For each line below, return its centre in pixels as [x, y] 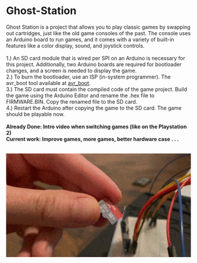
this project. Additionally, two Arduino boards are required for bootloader [94, 64]
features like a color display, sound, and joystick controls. [75, 46]
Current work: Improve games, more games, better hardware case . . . [92, 139]
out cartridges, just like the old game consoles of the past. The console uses [98, 33]
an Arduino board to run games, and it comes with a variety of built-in [90, 39]
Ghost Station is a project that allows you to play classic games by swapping [98, 27]
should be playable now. [35, 114]
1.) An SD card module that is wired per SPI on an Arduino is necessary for [96, 58]
